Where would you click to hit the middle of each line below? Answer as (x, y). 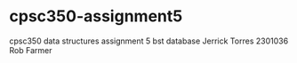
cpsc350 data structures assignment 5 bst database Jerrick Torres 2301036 (149, 41)
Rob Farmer (31, 50)
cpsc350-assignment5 (96, 16)
